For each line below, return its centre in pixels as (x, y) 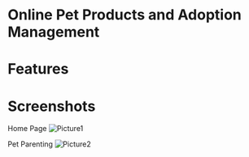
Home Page (27, 129)
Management (54, 32)
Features (38, 69)
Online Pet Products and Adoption (124, 15)
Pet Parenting (31, 144)
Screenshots (52, 106)
